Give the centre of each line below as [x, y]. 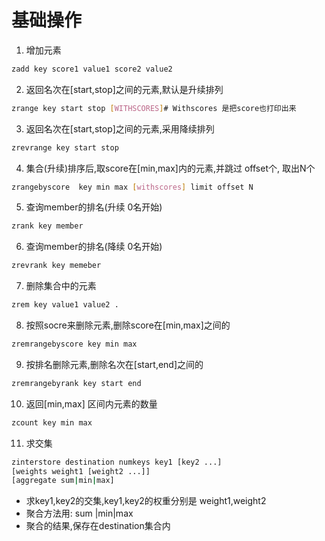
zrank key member [47, 226]
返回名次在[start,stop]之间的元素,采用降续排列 [120, 128]
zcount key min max [52, 422]
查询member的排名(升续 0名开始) [94, 207]
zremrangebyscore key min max [74, 344]
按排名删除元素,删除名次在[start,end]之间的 [114, 364]
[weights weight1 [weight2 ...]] [81, 471]
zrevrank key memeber [56, 266]
